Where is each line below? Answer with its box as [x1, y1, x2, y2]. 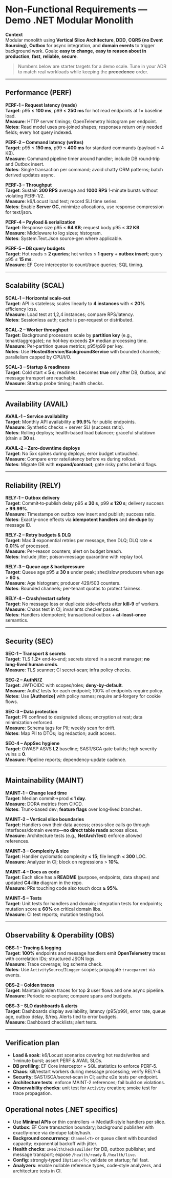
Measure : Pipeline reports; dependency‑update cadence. [5, 756, 127, 763]
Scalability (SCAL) [5, 281, 65, 290]
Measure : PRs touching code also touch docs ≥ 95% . [5, 885, 119, 891]
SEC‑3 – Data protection [5, 709, 58, 714]
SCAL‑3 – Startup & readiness [5, 364, 70, 370]
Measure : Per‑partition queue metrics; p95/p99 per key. [5, 343, 124, 349]
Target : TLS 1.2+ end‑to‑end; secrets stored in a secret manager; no [5, 656, 150, 662]
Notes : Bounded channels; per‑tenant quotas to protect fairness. [5, 586, 142, 592]
